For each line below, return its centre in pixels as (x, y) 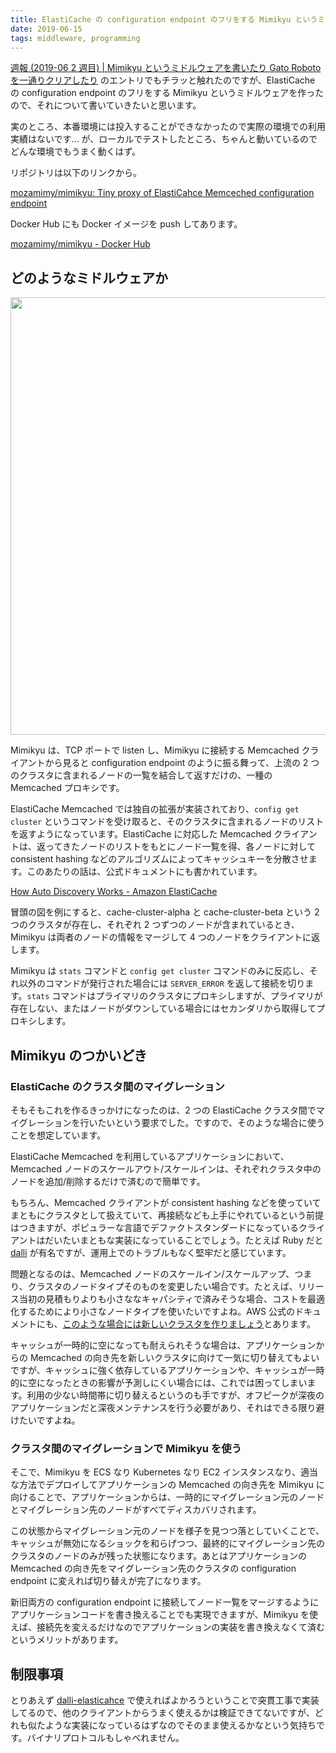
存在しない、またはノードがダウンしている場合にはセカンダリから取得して (163, 1008)
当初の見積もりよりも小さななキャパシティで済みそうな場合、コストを (163, 1298)
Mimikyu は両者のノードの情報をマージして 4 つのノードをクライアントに (161, 937)
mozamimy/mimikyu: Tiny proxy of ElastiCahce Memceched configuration (162, 193)
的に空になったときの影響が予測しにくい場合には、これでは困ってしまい (159, 1382)
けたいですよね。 (45, 1420)
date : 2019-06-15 (46, 29)
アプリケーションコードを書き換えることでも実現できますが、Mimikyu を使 (164, 1615)
